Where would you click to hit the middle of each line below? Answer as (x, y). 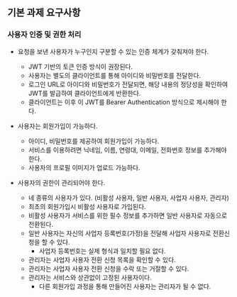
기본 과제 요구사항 (44, 13)
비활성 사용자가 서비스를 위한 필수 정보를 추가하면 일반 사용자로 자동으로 (128, 215)
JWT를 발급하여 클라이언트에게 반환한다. (84, 93)
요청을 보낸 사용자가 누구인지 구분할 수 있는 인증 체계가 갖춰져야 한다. (113, 51)
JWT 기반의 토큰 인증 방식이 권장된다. (81, 67)
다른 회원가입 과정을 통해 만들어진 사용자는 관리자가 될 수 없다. (125, 286)
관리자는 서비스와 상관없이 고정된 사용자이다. (90, 277)
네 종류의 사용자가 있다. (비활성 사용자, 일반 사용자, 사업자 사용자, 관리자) (128, 198)
